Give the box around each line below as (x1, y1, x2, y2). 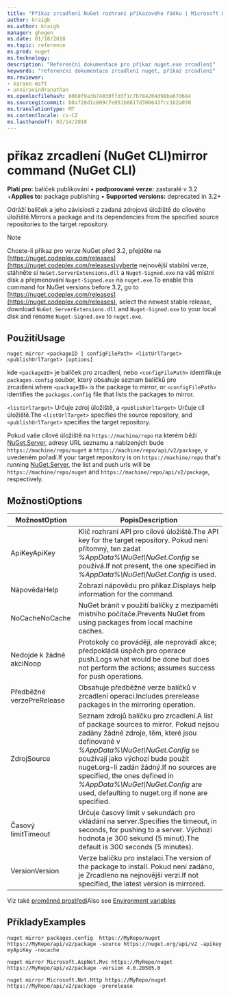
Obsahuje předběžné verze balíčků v (78, 683, 196, 692)
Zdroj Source (10, 754, 51, 764)
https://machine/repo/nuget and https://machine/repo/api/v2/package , (7, 467, 210, 476)
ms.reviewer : (7, 73, 44, 81)
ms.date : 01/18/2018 (7, 36, 66, 42)
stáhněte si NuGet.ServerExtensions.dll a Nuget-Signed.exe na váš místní (7, 269, 214, 277)
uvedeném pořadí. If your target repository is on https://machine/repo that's (7, 453, 221, 461)
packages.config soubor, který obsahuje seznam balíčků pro (7, 376, 177, 384)
